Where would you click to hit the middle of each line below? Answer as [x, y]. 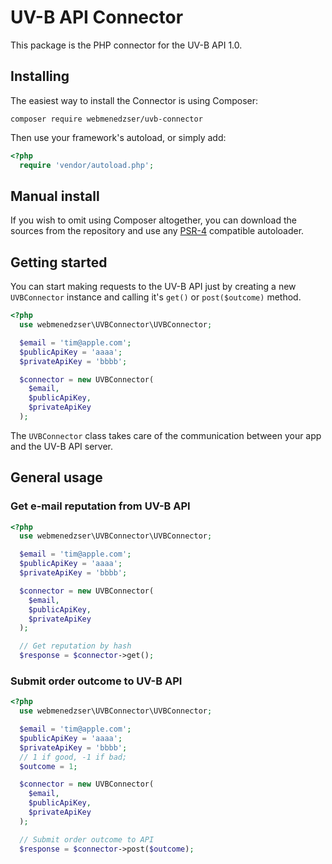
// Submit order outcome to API [87, 839]
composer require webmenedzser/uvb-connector [106, 119]
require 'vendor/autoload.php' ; [87, 165]
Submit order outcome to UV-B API [96, 681]
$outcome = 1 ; [48, 766]
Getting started [59, 262]
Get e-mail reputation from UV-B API [100, 506]
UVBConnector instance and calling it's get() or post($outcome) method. [156, 297]
